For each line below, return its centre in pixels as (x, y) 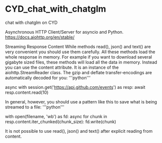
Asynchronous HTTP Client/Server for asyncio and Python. (64, 32)
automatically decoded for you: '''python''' (48, 78)
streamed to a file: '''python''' (35, 107)
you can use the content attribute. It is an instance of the (62, 67)
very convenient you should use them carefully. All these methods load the (80, 52)
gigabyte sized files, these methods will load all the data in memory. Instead (81, 62)
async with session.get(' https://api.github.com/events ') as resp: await (75, 87)
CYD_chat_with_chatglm (56, 9)
